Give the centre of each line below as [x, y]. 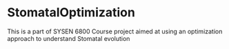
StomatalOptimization [71, 13]
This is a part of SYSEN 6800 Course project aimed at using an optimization [115, 31]
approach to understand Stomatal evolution [69, 38]
